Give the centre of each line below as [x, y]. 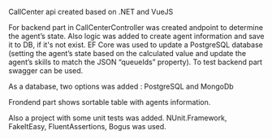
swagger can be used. [46, 71]
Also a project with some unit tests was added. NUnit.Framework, [118, 118]
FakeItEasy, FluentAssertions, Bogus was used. [87, 126]
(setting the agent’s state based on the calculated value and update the [127, 53]
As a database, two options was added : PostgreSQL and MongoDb [121, 86]
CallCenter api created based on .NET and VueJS [91, 12]
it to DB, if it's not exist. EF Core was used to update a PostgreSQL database [136, 45]
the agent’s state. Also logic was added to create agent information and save [136, 36]
